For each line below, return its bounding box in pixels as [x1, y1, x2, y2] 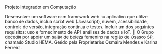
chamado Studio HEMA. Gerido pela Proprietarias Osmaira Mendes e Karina [5, 39, 158, 45]
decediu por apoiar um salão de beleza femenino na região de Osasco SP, [5, 34, 154, 40]
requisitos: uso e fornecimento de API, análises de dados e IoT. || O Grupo [5, 29, 154, 35]
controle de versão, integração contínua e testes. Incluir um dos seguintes [5, 24, 154, 30]
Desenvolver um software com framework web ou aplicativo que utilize [5, 14, 148, 19]
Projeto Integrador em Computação [5, 4, 77, 10]
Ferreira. [5, 45, 22, 50]
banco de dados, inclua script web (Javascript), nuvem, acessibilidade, [5, 19, 148, 24]
